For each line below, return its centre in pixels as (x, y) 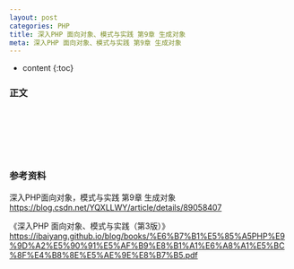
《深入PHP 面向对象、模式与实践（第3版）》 (90, 226)
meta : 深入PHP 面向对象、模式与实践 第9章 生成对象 (95, 43)
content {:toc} (48, 68)
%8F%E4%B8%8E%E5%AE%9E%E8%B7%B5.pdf (104, 255)
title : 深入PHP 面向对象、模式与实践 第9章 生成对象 (98, 34)
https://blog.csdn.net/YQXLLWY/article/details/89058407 (116, 207)
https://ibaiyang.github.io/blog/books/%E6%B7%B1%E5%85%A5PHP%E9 (147, 236)
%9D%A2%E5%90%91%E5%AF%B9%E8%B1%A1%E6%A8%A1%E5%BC (147, 245)
